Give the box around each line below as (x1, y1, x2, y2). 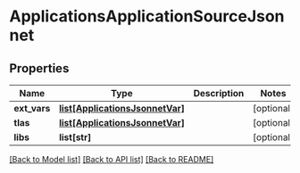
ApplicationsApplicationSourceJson (9, 6, 285, 27)
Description (193, 87, 245, 99)
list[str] (59, 131, 92, 144)
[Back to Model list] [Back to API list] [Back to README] (9, 154, 214, 164)
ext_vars (13, 103, 51, 114)
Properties (9, 61, 70, 76)
